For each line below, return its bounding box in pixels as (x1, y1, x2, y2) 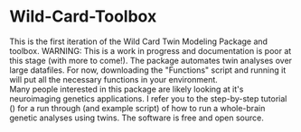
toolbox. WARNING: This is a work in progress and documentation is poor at (9, 45, 292, 56)
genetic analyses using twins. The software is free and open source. (9, 112, 265, 123)
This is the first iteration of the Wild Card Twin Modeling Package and (9, 36, 268, 47)
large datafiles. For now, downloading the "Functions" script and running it (9, 65, 287, 75)
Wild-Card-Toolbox (9, 6, 157, 27)
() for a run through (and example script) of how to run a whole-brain (9, 102, 266, 113)
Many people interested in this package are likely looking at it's (9, 84, 244, 94)
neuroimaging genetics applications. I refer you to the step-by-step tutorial (9, 92, 287, 104)
